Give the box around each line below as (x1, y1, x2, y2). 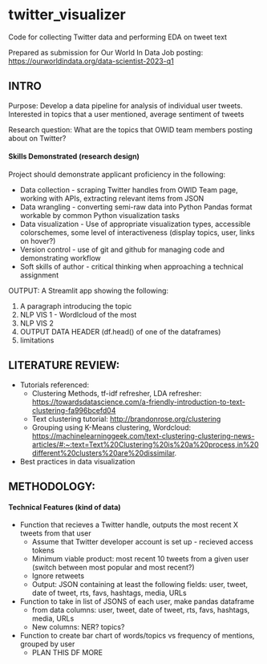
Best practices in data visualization (19, 456, 136, 466)
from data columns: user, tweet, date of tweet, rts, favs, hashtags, (31, 605, 250, 615)
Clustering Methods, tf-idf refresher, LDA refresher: (31, 388, 202, 398)
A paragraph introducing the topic (19, 301, 132, 310)
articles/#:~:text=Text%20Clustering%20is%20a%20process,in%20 (31, 439, 259, 449)
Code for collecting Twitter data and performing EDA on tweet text (8, 32, 227, 42)
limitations (19, 335, 55, 345)
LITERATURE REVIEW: (8, 358, 120, 372)
